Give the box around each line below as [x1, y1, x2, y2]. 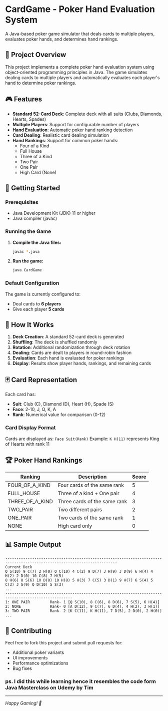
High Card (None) [19, 169, 56, 175]
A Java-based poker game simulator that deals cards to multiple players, [5, 31, 155, 37]
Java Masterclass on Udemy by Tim [5, 684, 93, 691]
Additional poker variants [12, 649, 64, 655]
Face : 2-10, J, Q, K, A [12, 407, 56, 413]
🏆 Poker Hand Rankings [5, 456, 82, 464]
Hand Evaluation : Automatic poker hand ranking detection [12, 127, 133, 133]
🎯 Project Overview [5, 51, 66, 59]
